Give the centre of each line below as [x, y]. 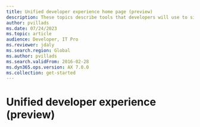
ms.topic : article [29, 34]
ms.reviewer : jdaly [30, 45]
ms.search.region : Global [38, 51]
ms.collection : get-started [41, 73]
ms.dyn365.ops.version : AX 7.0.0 [48, 67]
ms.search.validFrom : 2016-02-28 [48, 61]
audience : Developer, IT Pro [42, 39]
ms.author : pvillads [32, 56]
